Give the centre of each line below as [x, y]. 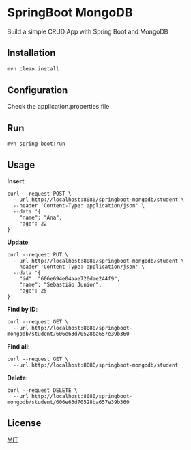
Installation [31, 53]
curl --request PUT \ [38, 255]
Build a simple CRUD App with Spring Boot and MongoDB [88, 31]
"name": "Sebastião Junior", [61, 285]
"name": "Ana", [41, 218]
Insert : [16, 181]
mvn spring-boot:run [36, 144]
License [24, 423]
